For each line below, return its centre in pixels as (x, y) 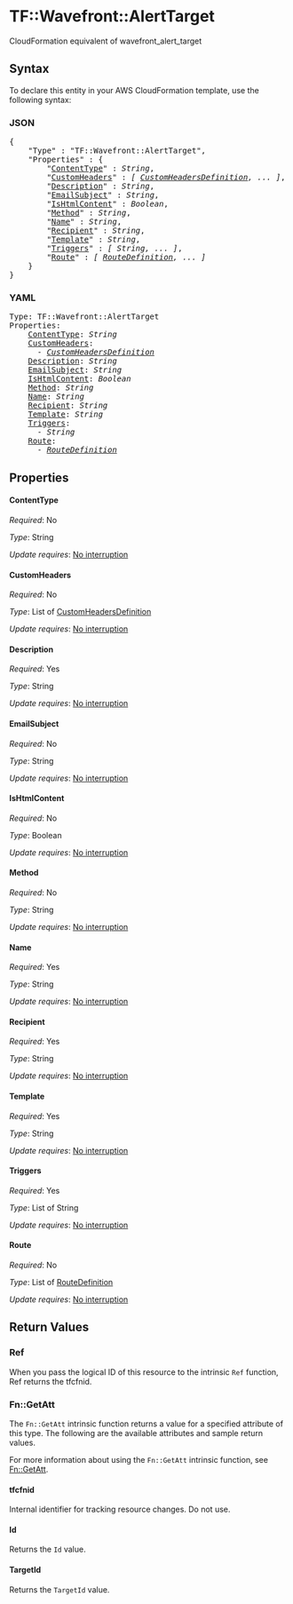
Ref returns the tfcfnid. (51, 1381)
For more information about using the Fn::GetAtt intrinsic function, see (139, 1459)
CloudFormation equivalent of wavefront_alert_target (106, 41)
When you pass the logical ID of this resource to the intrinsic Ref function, (144, 1372)
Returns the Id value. (48, 1549)
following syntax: (40, 99)
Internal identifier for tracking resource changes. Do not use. (120, 1509)
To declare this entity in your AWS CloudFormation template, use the (134, 90)
